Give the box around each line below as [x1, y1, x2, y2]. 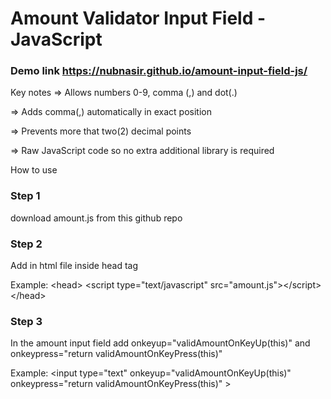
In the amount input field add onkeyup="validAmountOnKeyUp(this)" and [10, 337, 311, 349]
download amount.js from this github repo [10, 212, 183, 224]
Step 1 [10, 189, 41, 203]
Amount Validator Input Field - [10, 7, 267, 30]
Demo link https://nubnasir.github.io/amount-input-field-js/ [10, 64, 308, 78]
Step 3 [10, 315, 43, 328]
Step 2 [10, 237, 43, 251]
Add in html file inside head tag [10, 260, 139, 272]
